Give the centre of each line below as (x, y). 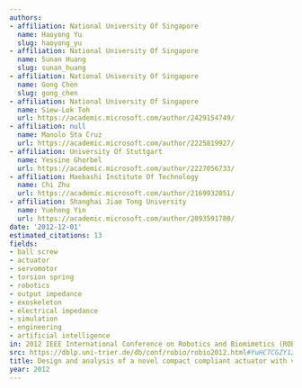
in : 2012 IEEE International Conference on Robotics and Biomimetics (142, 344)
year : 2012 (30, 369)
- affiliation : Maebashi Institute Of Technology (104, 176)
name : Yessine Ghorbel (60, 160)
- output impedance (46, 293)
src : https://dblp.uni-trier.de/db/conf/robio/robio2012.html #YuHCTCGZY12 (152, 352)
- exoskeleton (36, 302)
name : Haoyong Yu (50, 34)
